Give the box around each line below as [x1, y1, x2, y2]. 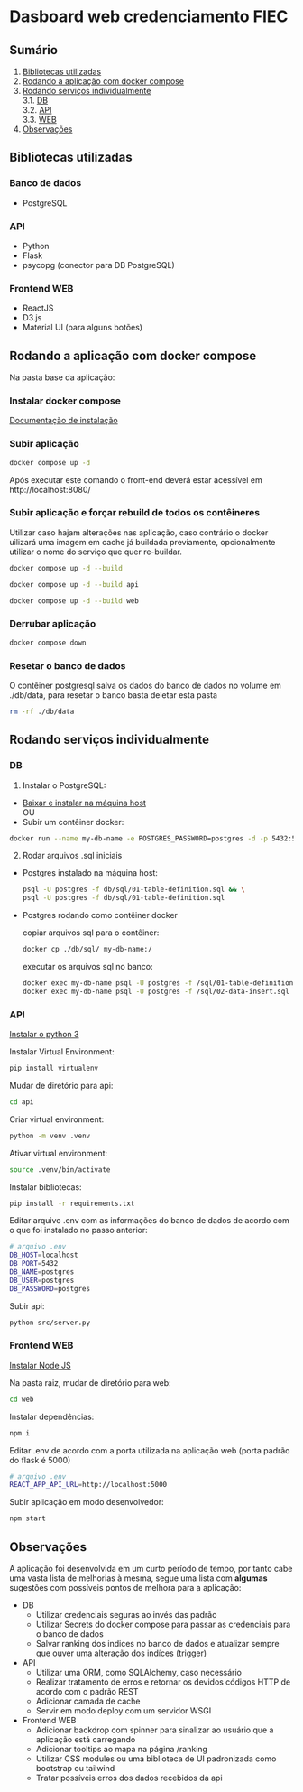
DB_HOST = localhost [9, 1250, 78, 1260]
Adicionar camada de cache [35, 1695, 141, 1707]
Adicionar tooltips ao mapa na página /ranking [35, 1744, 207, 1755]
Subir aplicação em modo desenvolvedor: [9, 1497, 164, 1508]
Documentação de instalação [9, 415, 119, 426]
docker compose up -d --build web [9, 596, 140, 606]
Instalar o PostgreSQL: [22, 779, 106, 791]
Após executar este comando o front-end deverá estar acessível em [9, 474, 263, 485]
